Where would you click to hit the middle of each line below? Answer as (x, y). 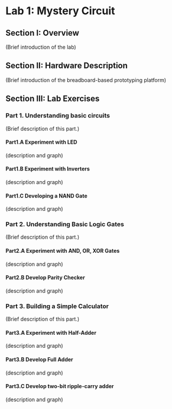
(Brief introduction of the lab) (41, 47)
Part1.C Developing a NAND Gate (47, 196)
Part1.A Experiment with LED (41, 142)
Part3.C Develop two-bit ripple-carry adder (60, 386)
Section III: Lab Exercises (53, 99)
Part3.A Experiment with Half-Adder (51, 332)
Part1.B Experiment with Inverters (48, 169)
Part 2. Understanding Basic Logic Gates (65, 224)
